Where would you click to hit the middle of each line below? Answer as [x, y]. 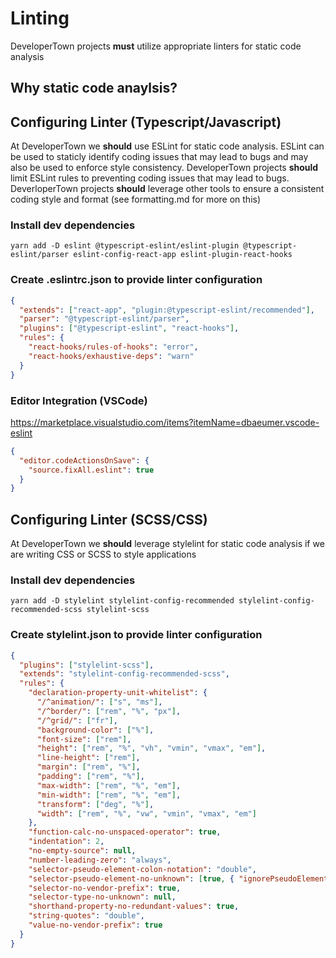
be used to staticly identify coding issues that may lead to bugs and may [159, 157]
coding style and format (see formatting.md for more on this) [136, 199]
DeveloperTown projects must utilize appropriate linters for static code [156, 46]
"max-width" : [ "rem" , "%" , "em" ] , [109, 785]
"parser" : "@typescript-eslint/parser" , [104, 319]
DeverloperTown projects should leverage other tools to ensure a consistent [167, 189]
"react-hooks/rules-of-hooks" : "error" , [113, 347]
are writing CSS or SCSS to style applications [103, 554]
